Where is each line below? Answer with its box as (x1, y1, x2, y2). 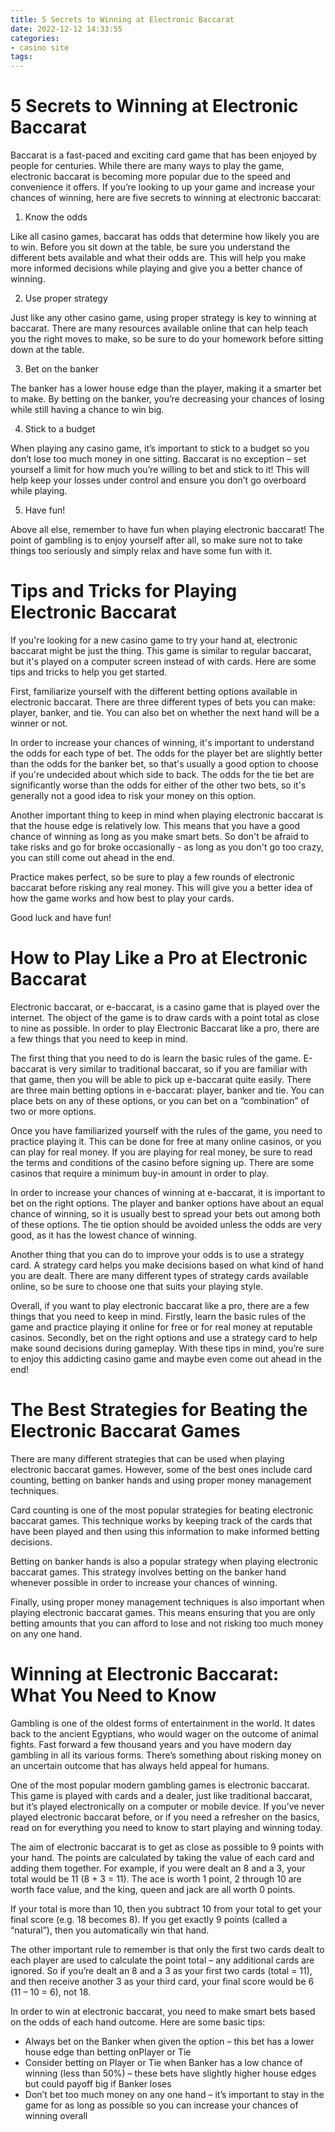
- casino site (10, 42, 70, 53)
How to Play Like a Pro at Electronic (10, 947, 308, 970)
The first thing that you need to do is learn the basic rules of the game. (10, 1052, 302, 1064)
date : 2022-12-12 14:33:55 (10, 24, 123, 34)
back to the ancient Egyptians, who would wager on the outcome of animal (10, 1727, 319, 1740)
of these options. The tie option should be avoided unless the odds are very (10, 1218, 322, 1230)
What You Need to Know (10, 1684, 217, 1707)
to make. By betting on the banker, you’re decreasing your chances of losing (10, 393, 325, 405)
